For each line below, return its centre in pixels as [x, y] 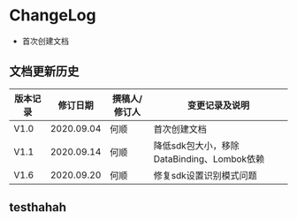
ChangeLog [53, 15]
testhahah [38, 207]
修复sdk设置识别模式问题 [206, 175]
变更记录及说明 [218, 105]
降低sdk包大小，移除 [197, 145]
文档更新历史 [44, 72]
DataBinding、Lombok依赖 [209, 158]
